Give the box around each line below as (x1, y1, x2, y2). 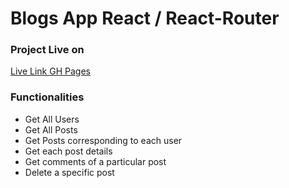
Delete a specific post (24, 166, 115, 178)
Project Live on (10, 43, 85, 57)
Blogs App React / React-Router (10, 7, 280, 30)
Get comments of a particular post (24, 155, 167, 167)
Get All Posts (24, 123, 78, 136)
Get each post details (24, 145, 113, 157)
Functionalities (10, 90, 85, 104)
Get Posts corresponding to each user (24, 134, 183, 146)
